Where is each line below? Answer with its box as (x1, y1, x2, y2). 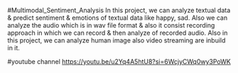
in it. (7, 44, 20, 52)
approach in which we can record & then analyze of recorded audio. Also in (7, 28, 228, 37)
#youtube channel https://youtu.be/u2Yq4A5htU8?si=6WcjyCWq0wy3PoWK (7, 57, 231, 66)
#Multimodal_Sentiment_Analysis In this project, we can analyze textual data (7, 6, 231, 14)
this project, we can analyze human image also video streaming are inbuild (7, 36, 226, 45)
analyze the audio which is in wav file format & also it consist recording (7, 21, 215, 29)
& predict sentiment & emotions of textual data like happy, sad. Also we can (7, 13, 228, 22)
